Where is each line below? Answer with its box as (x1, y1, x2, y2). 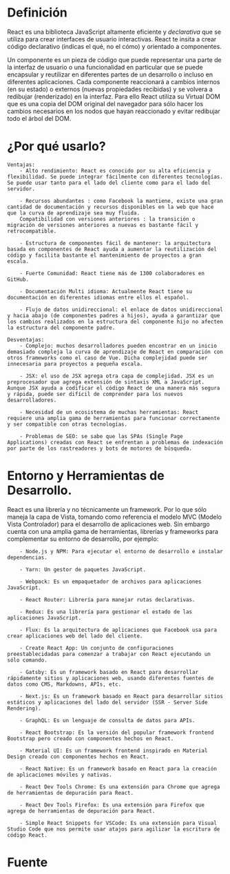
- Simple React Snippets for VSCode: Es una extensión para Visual (19, 820, 217, 826)
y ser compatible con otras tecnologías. (7, 421, 128, 428)
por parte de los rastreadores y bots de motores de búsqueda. (7, 445, 193, 452)
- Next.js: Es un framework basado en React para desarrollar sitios (19, 693, 224, 699)
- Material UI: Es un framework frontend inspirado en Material (19, 747, 208, 754)
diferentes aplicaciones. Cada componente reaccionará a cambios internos (7, 77, 220, 86)
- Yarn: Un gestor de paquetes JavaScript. (19, 566, 147, 573)
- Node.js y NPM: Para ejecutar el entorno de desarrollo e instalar (19, 548, 224, 555)
